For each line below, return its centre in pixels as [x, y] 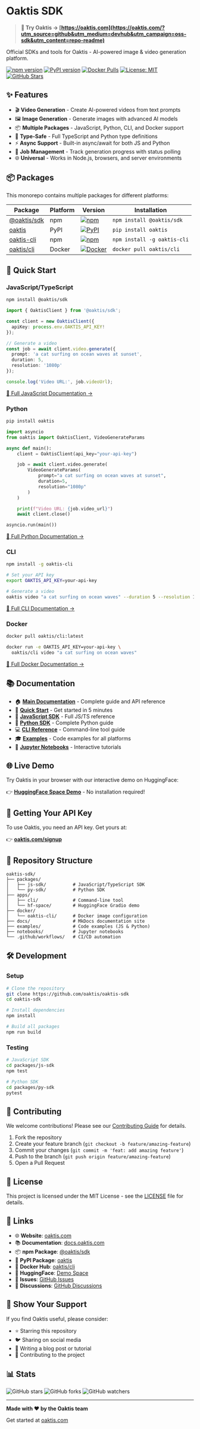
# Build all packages [33, 1027]
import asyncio [25, 432]
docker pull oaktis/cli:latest [45, 637]
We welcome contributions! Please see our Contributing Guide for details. [96, 1126]
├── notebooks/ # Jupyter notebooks [65, 932]
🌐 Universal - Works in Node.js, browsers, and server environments [98, 158]
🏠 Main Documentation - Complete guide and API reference [90, 701]
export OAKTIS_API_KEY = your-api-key [51, 581]
